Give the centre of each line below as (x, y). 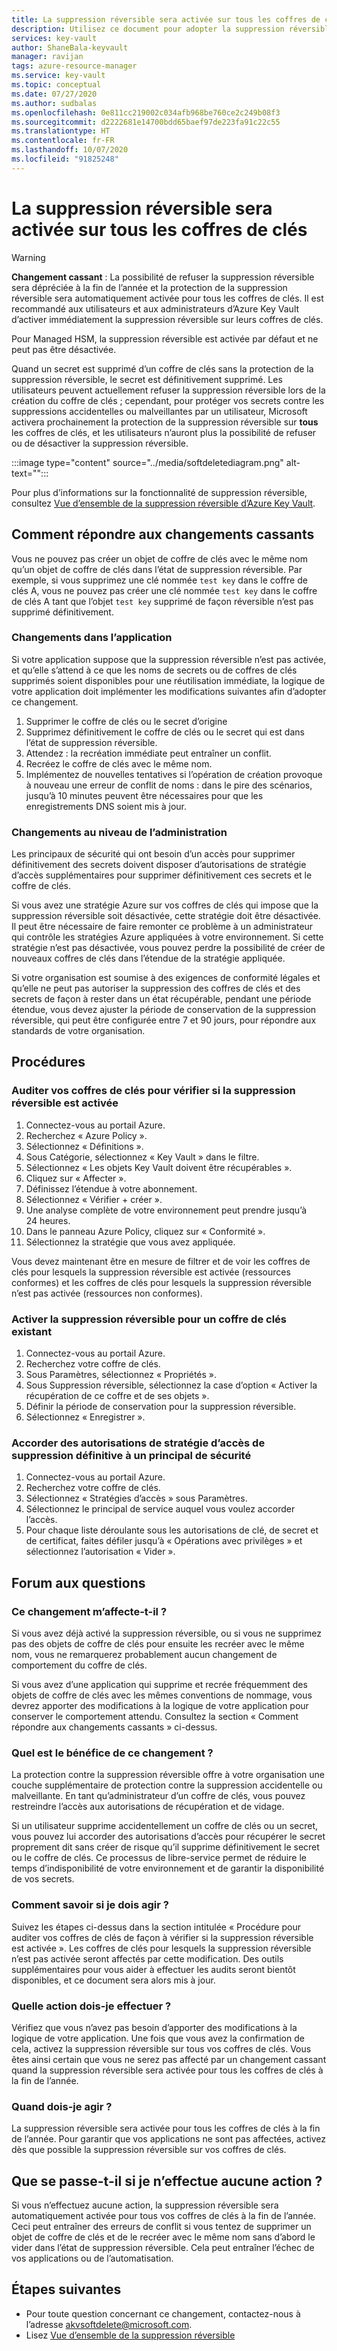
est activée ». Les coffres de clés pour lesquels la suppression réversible (161, 1948)
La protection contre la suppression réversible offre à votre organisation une (168, 1775)
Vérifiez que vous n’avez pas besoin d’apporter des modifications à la (154, 2027)
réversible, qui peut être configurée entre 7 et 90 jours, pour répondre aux (164, 1020)
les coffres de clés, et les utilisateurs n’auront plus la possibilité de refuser (164, 432)
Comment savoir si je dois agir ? (90, 1905)
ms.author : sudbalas (54, 103)
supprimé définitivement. (62, 612)
